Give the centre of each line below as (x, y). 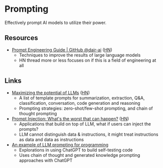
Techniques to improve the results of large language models (80, 55)
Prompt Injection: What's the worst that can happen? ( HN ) (70, 119)
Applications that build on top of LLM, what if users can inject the (85, 124)
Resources (21, 38)
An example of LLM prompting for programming (60, 144)
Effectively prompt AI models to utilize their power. (55, 23)
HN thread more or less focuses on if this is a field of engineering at (88, 60)
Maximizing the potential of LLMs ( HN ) (51, 93)
